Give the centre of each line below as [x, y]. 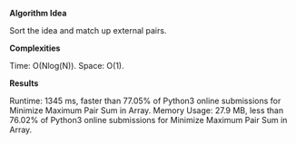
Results [24, 83]
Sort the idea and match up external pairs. [88, 30]
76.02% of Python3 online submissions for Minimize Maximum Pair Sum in [148, 120]
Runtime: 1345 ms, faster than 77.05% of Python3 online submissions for [145, 101]
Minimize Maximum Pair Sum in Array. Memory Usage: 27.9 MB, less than [147, 110]
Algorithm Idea [38, 13]
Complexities [35, 48]
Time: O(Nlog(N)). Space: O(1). [67, 66]
